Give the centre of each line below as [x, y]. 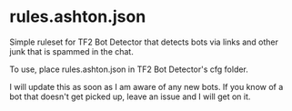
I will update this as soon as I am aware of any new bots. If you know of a [146, 86]
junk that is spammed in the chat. [71, 51]
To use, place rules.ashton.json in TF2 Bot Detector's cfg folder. [129, 69]
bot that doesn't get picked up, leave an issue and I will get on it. [130, 96]
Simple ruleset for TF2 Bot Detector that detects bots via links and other [144, 42]
